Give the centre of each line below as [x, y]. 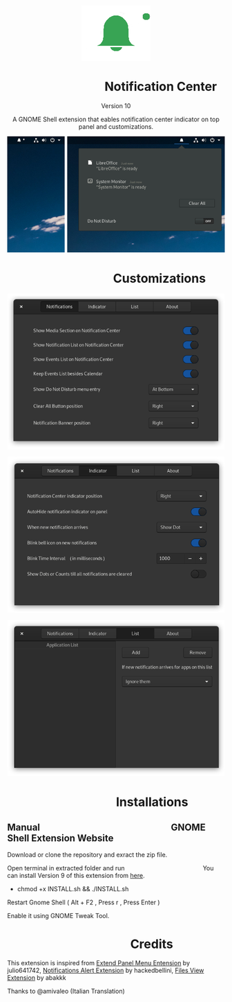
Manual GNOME [106, 827]
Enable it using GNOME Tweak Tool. [58, 916]
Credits [152, 944]
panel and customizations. [116, 126]
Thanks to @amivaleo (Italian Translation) [66, 991]
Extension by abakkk [37, 978]
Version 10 [116, 105]
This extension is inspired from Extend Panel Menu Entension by [99, 963]
